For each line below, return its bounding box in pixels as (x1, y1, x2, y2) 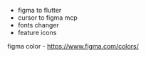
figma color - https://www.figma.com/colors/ (7, 42, 139, 50)
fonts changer (17, 21, 59, 29)
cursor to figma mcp (17, 13, 78, 22)
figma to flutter (17, 6, 62, 14)
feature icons (17, 28, 57, 37)
